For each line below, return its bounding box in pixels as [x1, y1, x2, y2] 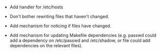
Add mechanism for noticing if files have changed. [9, 23, 112, 29]
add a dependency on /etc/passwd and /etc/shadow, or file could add [9, 37, 151, 43]
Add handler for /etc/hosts [9, 4, 64, 10]
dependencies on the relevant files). [9, 43, 83, 48]
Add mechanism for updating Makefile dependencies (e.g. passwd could [9, 33, 157, 38]
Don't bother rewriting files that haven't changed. [9, 14, 109, 19]
